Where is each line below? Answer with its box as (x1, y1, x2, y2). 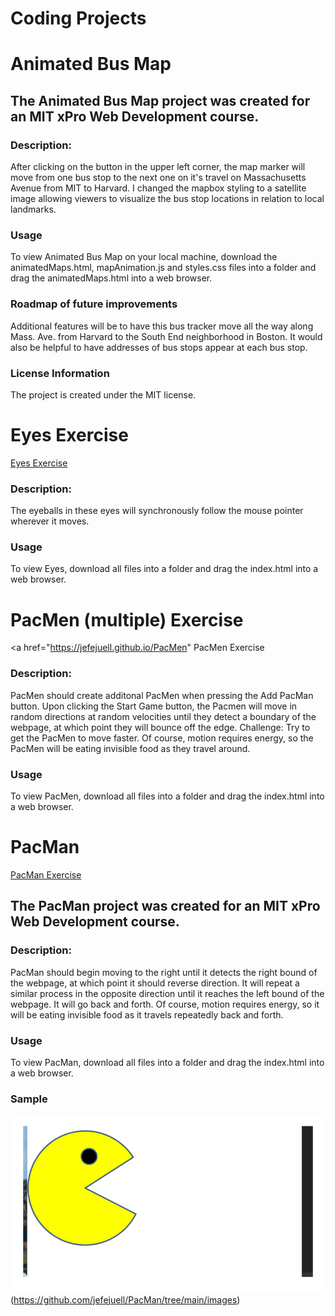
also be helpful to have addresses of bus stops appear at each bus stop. (10, 341, 308, 353)
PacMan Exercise (10, 868, 82, 881)
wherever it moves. (10, 515, 90, 527)
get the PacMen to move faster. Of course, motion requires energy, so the (10, 732, 314, 744)
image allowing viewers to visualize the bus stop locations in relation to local (10, 193, 325, 205)
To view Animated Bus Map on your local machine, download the (10, 251, 278, 263)
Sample (10, 1092, 48, 1106)
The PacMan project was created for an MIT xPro (10, 898, 321, 915)
